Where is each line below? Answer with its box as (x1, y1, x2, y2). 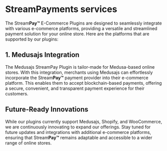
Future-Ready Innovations (5, 105, 88, 114)
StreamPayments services (5, 4, 117, 15)
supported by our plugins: (5, 36, 58, 42)
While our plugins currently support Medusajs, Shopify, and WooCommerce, (5, 118, 162, 124)
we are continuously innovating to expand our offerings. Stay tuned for (5, 124, 151, 130)
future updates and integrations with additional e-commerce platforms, (5, 129, 151, 135)
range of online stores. (5, 139, 52, 146)
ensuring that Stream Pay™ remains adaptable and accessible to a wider (5, 134, 152, 140)
